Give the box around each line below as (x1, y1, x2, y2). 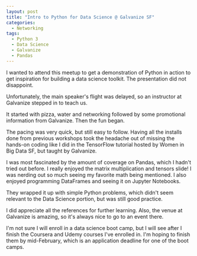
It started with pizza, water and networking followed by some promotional (6, 111, 186, 118)
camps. (6, 243, 25, 250)
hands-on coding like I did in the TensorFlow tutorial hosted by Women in (6, 141, 185, 148)
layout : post (6, 8, 38, 15)
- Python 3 (11, 36, 38, 42)
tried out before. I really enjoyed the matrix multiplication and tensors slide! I (6, 165, 192, 172)
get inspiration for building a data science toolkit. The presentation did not (6, 75, 186, 82)
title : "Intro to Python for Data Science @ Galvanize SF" (6, 14, 155, 20)
